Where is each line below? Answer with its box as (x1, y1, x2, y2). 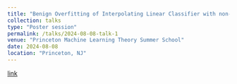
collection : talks (7, 17, 61, 24)
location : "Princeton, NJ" (7, 50, 87, 57)
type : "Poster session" (7, 23, 78, 30)
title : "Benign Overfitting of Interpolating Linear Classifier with (7, 10, 217, 18)
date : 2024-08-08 (7, 43, 59, 50)
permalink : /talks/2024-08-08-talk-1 (7, 30, 119, 37)
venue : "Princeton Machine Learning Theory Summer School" (7, 37, 185, 44)
